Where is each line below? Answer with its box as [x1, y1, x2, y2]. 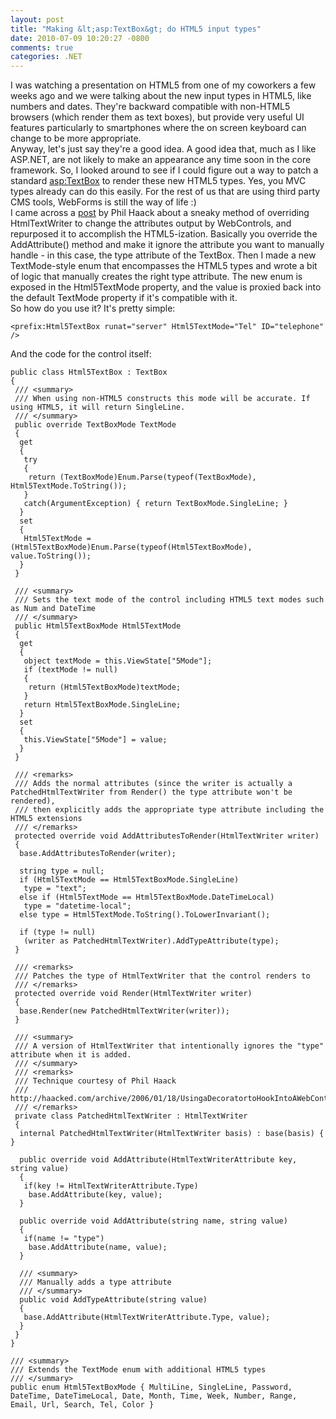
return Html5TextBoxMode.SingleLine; [23, 700, 182, 710]
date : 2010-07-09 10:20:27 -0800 [10, 33, 150, 43]
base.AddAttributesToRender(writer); [19, 849, 177, 859]
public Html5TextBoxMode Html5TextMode [14, 621, 182, 631]
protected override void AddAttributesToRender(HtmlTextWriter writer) [14, 831, 320, 841]
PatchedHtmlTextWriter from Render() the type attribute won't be [10, 787, 293, 798]
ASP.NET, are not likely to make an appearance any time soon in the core [10, 154, 312, 166]
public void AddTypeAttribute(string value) [19, 1295, 208, 1305]
